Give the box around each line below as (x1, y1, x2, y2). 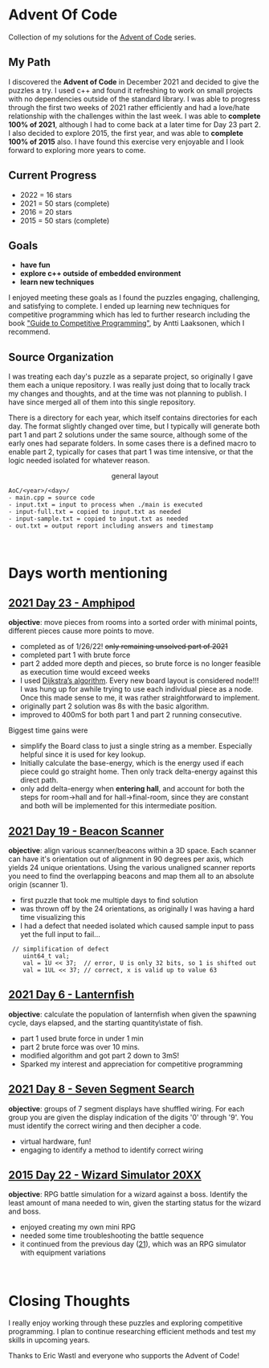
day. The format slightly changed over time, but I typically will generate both (8, 421, 260, 431)
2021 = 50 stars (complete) (19, 199, 110, 208)
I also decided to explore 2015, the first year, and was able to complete (8, 128, 243, 138)
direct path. (19, 775, 59, 785)
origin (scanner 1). (8, 880, 68, 889)
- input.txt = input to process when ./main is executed (8, 501, 203, 509)
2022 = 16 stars (19, 190, 72, 199)
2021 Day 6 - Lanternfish (8, 988, 135, 1002)
